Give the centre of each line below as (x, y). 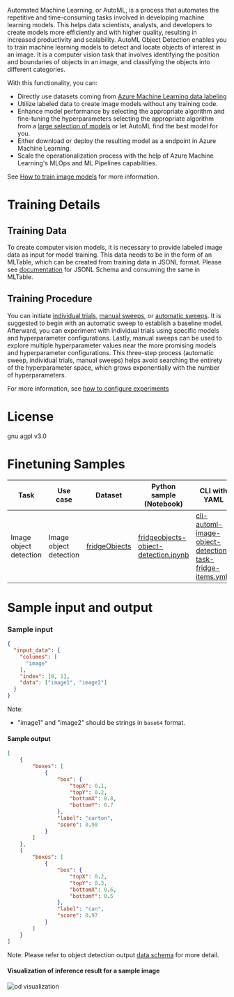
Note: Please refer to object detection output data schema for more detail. (113, 954)
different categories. (37, 69)
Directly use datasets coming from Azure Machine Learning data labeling (122, 96)
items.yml (212, 576)
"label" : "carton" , (85, 818)
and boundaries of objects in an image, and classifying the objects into (109, 62)
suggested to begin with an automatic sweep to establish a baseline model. (115, 323)
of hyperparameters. (37, 375)
